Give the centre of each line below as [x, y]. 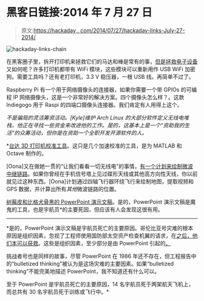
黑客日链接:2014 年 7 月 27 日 [80, 12]
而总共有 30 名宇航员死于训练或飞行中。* [58, 291]
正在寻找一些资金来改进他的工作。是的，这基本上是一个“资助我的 [103, 125]
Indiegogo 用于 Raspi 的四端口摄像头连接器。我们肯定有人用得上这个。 [95, 104]
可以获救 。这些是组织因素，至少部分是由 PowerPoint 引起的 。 [94, 243]
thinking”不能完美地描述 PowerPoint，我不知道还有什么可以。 [83, 271]
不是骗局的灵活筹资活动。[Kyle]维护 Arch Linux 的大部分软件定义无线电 [95, 117]
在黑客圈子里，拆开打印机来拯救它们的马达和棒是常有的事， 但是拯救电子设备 [102, 61]
